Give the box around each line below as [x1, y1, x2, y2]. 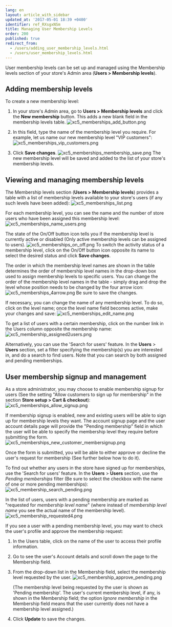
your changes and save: [5, 310, 56, 317]
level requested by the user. [12, 574, 72, 580]
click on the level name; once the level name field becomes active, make [5, 305, 158, 311]
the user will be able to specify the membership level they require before [5, 428, 159, 434]
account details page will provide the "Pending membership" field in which [5, 423, 163, 429]
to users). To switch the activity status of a [5, 242, 165, 248]
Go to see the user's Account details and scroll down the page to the [12, 553, 158, 559]
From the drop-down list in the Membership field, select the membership [12, 569, 166, 575]
